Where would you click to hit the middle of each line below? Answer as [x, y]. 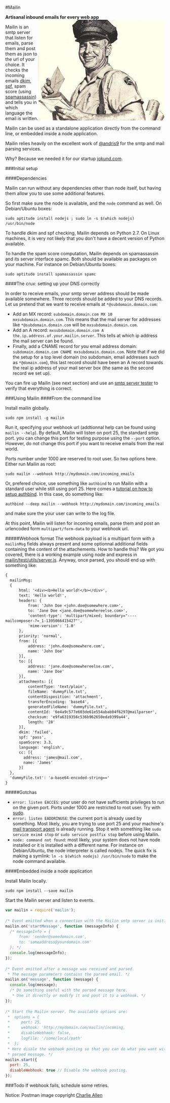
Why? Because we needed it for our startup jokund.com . [64, 159]
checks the [17, 70]
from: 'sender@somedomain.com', [53, 937]
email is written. [22, 118]
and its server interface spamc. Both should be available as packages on [81, 259]
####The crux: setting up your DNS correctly [52, 284]
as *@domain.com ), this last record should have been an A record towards [88, 362]
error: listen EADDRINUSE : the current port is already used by [77, 818]
